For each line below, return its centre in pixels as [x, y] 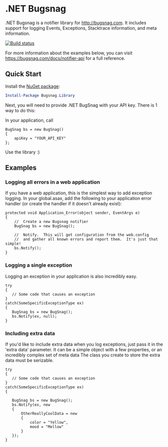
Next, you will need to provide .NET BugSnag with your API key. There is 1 [81, 105]
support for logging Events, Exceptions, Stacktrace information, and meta [81, 28]
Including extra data [30, 333]
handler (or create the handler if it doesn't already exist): [63, 204]
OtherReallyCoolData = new [49, 413]
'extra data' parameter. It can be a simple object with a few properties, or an [83, 349]
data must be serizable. [30, 360]
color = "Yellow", [49, 422]
